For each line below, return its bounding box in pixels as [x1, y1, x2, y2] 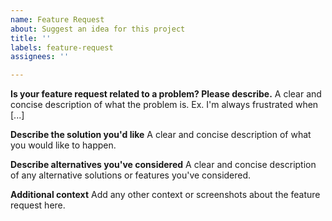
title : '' [10, 33, 52, 43]
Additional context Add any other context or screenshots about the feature [10, 189, 321, 201]
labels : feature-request [10, 42, 114, 53]
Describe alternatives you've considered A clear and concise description [10, 159, 317, 171]
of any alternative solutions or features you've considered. [10, 169, 252, 181]
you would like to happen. [10, 139, 117, 151]
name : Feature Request [10, 14, 105, 25]
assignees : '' [10, 52, 70, 62]
